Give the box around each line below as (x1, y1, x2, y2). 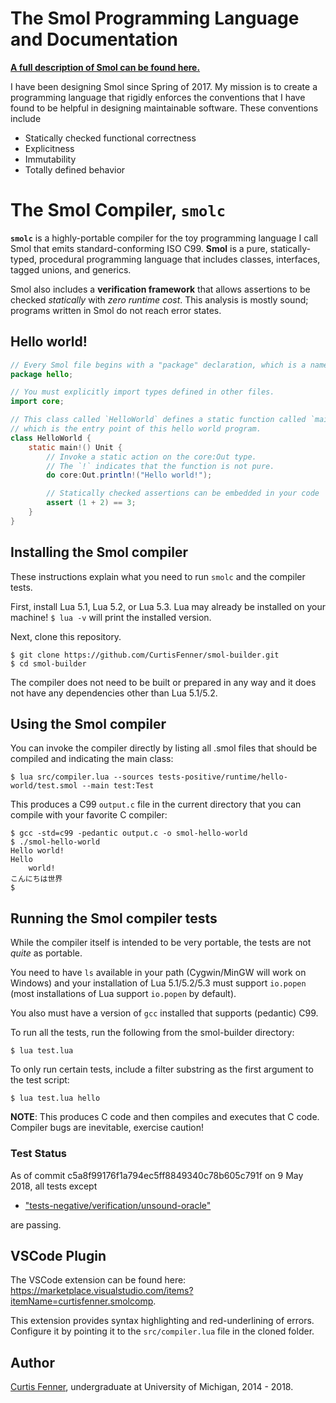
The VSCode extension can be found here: (10, 1274, 187, 1286)
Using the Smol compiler (10, 716, 167, 733)
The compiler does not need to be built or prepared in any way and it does (10, 676, 317, 688)
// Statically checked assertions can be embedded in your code (46, 488, 320, 499)
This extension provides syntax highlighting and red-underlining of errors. (10, 1315, 315, 1327)
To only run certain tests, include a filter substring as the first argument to (10, 1063, 314, 1076)
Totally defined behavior (24, 163, 126, 176)
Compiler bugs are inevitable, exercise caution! (10, 1122, 204, 1134)
